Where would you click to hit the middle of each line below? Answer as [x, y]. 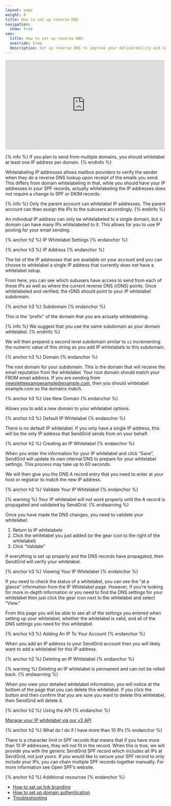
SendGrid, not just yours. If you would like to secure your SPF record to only [85, 756]
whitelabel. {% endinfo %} [33, 331]
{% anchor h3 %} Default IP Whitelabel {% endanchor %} [66, 418]
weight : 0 [16, 15]
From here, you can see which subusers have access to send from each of [83, 280]
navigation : [18, 24]
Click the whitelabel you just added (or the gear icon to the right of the [86, 535]
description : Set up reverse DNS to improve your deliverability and [85, 48]
